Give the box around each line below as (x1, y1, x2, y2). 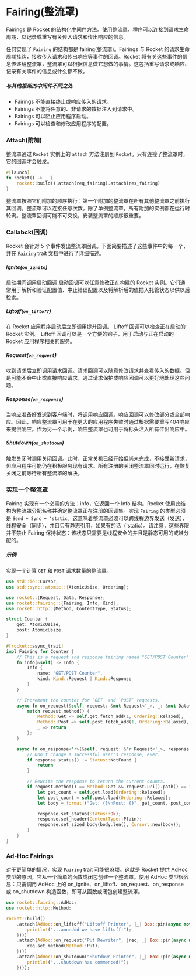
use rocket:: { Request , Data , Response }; (6, 594, 106, 601)
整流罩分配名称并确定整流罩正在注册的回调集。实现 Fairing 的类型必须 (16, 508, 185, 515)
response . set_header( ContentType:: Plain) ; (37, 816, 142, 822)
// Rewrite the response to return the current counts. (27, 778, 166, 784)
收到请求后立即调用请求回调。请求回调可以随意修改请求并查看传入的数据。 (6, 367, 185, 374)
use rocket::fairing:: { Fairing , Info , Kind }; (6, 600, 118, 606)
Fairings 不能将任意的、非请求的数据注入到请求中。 (14, 105, 138, 112)
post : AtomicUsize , (16, 627, 64, 633)
